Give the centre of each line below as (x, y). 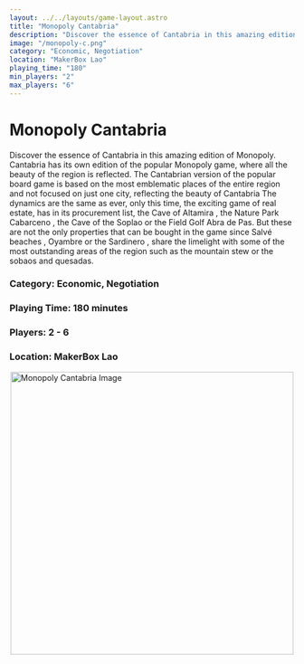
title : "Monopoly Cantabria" (64, 26)
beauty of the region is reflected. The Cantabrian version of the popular (142, 174)
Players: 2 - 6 (39, 333)
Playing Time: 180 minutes (69, 308)
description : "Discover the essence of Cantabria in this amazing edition (153, 34)
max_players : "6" (42, 85)
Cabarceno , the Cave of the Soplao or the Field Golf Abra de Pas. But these (151, 222)
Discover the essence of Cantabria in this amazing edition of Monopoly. (142, 155)
